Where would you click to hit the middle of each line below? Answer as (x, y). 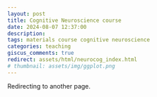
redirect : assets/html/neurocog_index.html (72, 60)
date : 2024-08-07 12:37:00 (47, 27)
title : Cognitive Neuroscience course (64, 20)
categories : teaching (39, 46)
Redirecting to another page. (49, 86)
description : (27, 33)
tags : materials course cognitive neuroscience (79, 40)
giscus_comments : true (41, 53)
